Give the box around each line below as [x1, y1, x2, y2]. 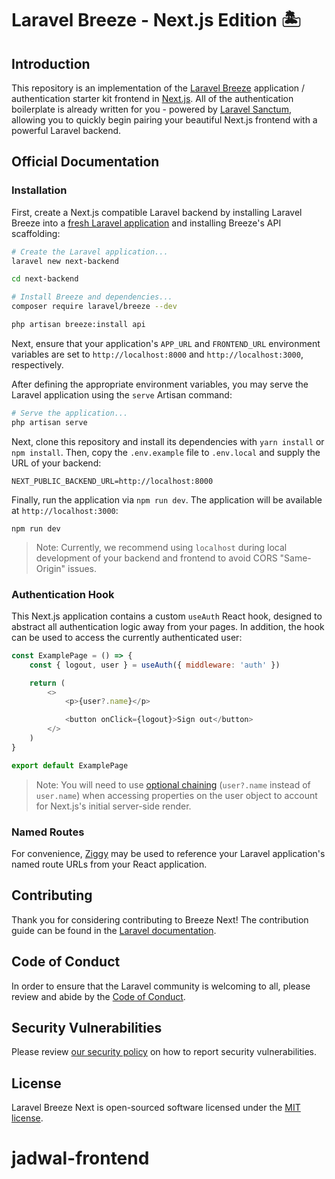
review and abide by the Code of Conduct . [11, 990, 186, 1002]
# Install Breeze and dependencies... [11, 292, 173, 302]
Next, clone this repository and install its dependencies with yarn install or [11, 435, 325, 447]
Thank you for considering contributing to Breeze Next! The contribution [11, 913, 309, 926]
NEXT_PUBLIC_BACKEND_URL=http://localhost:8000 [11, 476, 214, 486]
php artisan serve [11, 417, 88, 427]
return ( [29, 678, 66, 688]
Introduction [11, 55, 91, 72]
